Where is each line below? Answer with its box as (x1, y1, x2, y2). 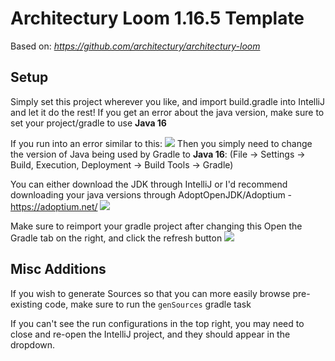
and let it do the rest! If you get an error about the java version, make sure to (10, 106, 325, 118)
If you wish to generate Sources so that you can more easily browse (10, 287, 291, 299)
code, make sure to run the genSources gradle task (44, 298, 252, 310)
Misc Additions (10, 261, 107, 278)
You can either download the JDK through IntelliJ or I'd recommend (10, 178, 288, 190)
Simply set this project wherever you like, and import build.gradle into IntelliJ (10, 95, 325, 107)
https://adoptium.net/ (10, 200, 98, 212)
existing (10, 298, 43, 310)
